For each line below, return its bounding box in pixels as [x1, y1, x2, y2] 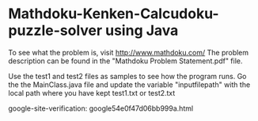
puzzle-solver [8, 21, 103, 40]
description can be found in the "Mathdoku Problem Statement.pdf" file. [8, 56, 243, 66]
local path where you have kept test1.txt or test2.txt [8, 88, 176, 97]
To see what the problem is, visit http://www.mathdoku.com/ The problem [8, 47, 249, 57]
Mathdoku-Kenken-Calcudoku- [8, 5, 219, 23]
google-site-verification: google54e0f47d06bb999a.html [8, 104, 194, 113]
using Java [105, 21, 179, 40]
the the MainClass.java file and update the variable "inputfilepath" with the [8, 80, 251, 89]
